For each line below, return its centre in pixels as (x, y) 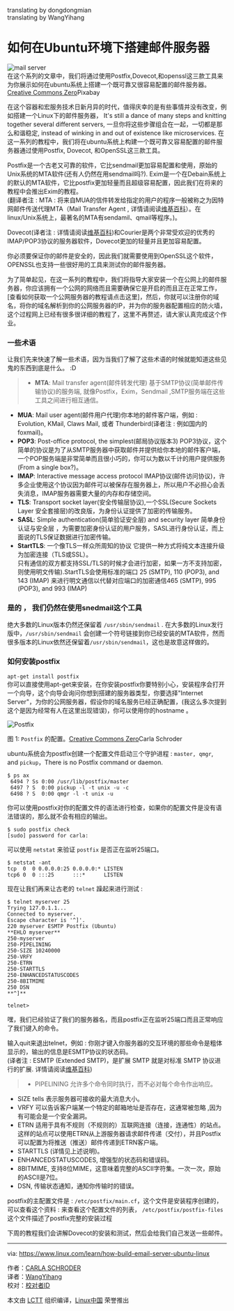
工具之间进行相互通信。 (68, 400)
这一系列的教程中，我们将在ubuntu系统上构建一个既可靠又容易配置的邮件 (112, 142)
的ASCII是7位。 (39, 1177)
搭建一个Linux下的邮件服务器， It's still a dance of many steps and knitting (119, 115)
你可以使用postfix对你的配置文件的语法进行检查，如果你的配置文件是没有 (111, 808)
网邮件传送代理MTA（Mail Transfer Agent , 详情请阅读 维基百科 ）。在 (104, 209)
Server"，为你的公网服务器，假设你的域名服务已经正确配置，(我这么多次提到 (117, 702)
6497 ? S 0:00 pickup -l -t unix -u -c (70, 787)
